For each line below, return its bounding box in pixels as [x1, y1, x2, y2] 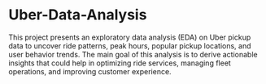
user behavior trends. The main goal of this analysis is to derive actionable [8, 49, 258, 59]
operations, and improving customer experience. [8, 66, 172, 76]
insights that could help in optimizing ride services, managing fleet [8, 58, 232, 68]
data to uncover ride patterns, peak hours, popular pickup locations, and [8, 40, 251, 50]
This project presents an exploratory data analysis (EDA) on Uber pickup [8, 32, 251, 42]
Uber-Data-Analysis [8, 6, 147, 24]
